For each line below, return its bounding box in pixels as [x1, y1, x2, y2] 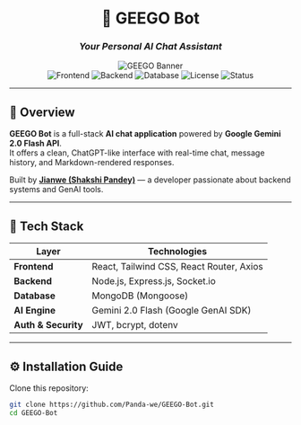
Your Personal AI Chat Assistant [79, 40, 222, 53]
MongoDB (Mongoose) [91, 289, 189, 302]
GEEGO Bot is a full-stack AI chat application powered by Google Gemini [9, 128, 281, 139]
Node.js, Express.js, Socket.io [91, 275, 217, 288]
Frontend [13, 261, 54, 273]
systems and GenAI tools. [9, 184, 104, 195]
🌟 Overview [9, 104, 75, 120]
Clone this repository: [9, 382, 90, 394]
